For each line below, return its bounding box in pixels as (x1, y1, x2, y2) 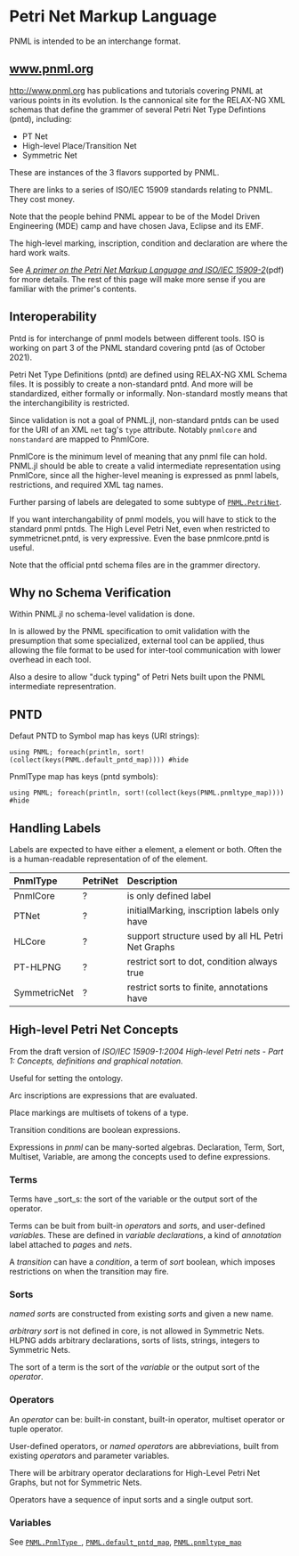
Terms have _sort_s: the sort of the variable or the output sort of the (9, 1193, 258, 1204)
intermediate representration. (9, 681, 117, 692)
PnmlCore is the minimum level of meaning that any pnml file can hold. (9, 451, 268, 461)
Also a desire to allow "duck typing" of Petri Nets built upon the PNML (9, 672, 266, 682)
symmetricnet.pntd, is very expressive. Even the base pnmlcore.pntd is (9, 533, 270, 543)
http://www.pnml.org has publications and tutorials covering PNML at (9, 85, 263, 95)
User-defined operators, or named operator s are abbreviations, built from (9, 1440, 279, 1451)
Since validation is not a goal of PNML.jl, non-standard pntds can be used (9, 414, 279, 425)
